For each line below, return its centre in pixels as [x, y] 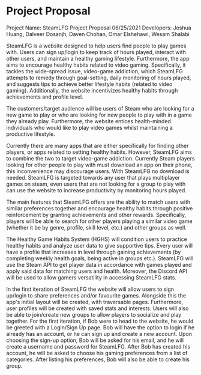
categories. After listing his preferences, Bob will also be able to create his [98, 359]
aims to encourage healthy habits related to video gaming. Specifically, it [96, 65]
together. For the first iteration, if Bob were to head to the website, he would [100, 321]
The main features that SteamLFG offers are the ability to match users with [98, 202]
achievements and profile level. [45, 97]
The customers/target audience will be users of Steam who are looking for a [100, 108]
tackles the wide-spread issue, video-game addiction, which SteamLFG [94, 71]
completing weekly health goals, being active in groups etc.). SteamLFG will [100, 258]
